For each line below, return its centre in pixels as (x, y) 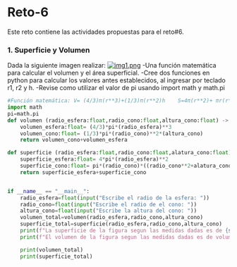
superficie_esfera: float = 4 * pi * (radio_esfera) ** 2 (95, 159)
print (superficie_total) (56, 256)
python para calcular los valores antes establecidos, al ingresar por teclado (116, 80)
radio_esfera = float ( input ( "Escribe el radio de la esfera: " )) (115, 198)
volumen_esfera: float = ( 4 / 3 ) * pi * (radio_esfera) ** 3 (96, 127)
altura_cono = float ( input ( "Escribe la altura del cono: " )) (109, 211)
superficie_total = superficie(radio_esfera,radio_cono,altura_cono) (121, 224)
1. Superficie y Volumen (49, 50)
